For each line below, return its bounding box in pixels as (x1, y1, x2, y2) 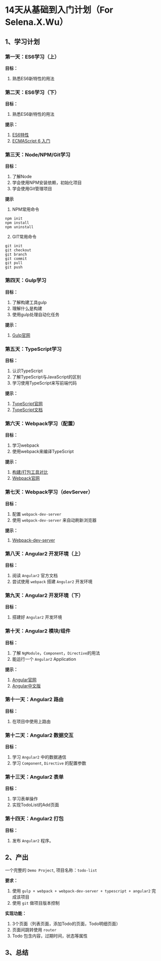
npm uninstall (5, 225, 34, 230)
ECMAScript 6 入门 (12, 138, 51, 144)
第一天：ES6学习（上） (5, 53, 60, 60)
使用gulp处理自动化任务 (12, 311, 60, 317)
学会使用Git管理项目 (12, 186, 53, 192)
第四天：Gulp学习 (5, 277, 47, 284)
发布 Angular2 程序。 (12, 837, 54, 843)
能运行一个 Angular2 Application (12, 656, 76, 662)
